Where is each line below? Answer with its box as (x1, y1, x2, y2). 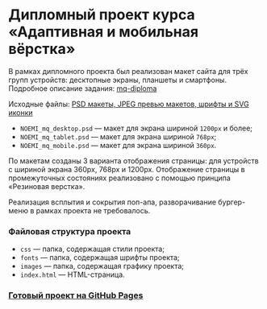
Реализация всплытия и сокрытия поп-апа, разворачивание (8, 197, 216, 207)
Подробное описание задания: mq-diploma (8, 83, 157, 93)
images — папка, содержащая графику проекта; (19, 262, 184, 271)
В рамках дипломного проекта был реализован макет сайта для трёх (8, 66, 248, 76)
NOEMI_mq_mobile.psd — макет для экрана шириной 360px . (19, 140, 217, 150)
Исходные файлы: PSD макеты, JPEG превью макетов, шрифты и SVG (8, 99, 249, 109)
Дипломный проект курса (8, 6, 195, 24)
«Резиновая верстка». (8, 181, 86, 191)
